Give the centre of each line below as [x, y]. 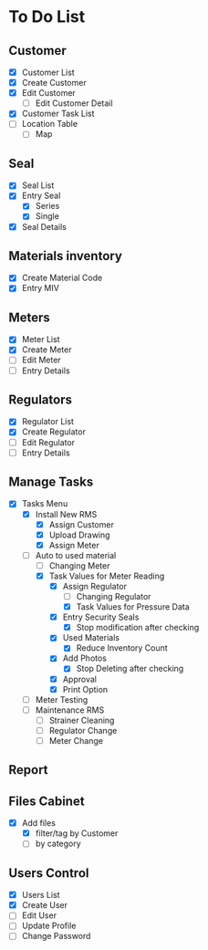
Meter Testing [62, 699]
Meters [30, 317]
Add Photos [84, 658]
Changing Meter [79, 565]
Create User [44, 905]
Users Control [49, 873]
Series [47, 206]
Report [28, 770]
